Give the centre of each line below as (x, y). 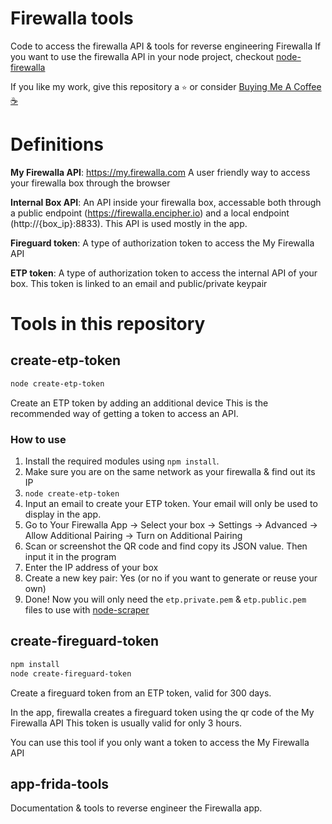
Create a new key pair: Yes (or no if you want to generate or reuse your (171, 578)
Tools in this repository (108, 324)
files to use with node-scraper (87, 610)
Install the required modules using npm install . (122, 461)
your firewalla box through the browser (90, 183)
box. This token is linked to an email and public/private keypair (139, 283)
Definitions (57, 144)
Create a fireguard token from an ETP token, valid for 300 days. (141, 693)
